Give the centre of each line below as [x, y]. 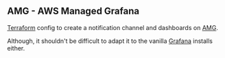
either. [16, 48]
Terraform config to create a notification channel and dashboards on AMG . [113, 27]
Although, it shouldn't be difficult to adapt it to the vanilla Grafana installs [110, 41]
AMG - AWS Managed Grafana [73, 11]
